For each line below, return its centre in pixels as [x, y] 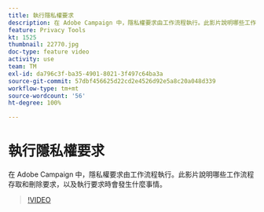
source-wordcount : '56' [47, 96]
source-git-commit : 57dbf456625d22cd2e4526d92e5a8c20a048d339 [112, 81]
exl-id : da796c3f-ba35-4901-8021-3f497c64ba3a [86, 74]
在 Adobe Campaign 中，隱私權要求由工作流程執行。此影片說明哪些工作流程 [131, 174]
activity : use [31, 60]
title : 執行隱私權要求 [41, 15]
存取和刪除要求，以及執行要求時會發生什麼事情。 [87, 185]
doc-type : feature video [49, 52]
